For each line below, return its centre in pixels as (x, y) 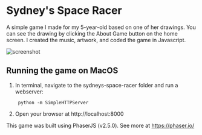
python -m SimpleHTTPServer (53, 102)
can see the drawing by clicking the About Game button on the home (92, 33)
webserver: (29, 92)
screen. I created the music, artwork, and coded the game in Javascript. (96, 40)
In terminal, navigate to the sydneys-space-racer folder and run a (96, 85)
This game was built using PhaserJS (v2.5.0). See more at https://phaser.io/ (100, 125)
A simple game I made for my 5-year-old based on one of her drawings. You (101, 27)
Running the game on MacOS (62, 71)
